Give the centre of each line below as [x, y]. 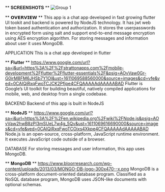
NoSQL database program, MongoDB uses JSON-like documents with [76, 179]
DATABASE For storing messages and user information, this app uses [75, 149]
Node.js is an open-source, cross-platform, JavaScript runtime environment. [82, 134]
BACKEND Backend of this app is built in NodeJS [55, 103]
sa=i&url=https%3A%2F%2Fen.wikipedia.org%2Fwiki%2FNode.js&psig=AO [82, 118]
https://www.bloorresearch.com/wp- [75, 163]
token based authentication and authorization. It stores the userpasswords [80, 28]
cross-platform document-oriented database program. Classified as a [75, 174]
